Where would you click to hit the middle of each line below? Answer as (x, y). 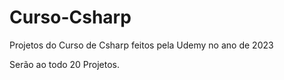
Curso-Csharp (70, 17)
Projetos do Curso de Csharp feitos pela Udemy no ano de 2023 (141, 45)
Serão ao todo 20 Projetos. (65, 64)
